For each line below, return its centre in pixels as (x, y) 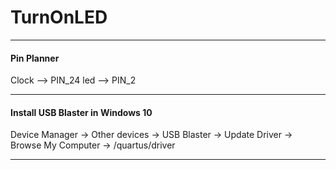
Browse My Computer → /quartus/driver (93, 145)
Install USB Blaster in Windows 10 (81, 112)
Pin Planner (35, 58)
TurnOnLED (59, 17)
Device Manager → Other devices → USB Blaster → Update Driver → (151, 135)
